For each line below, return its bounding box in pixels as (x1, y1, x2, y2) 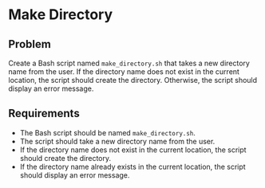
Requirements (8, 107, 80, 120)
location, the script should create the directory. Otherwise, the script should (8, 76, 258, 84)
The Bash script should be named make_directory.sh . (19, 127, 196, 137)
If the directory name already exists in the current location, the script (19, 162, 246, 171)
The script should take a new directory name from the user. (19, 136, 216, 146)
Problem (8, 37, 52, 51)
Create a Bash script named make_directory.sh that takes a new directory (8, 58, 250, 68)
